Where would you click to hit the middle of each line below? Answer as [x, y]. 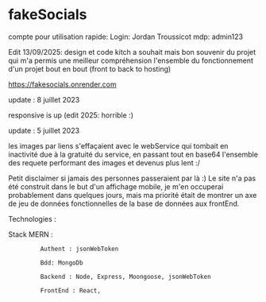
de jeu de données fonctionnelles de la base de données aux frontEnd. [124, 203]
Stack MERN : [31, 234]
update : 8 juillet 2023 [44, 99]
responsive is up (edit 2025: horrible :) [71, 115]
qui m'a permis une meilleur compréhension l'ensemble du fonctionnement [131, 60]
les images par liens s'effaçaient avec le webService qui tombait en [118, 145]
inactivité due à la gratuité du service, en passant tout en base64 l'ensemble [133, 154]
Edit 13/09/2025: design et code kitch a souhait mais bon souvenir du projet [132, 52]
